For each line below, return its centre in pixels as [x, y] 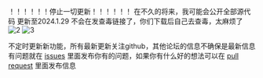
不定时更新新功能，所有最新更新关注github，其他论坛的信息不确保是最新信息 [132, 46]
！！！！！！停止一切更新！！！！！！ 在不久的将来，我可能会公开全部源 [126, 11]
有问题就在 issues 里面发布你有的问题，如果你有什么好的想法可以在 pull [124, 56]
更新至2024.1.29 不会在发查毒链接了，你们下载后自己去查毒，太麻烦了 [130, 21]
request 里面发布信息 [42, 66]
